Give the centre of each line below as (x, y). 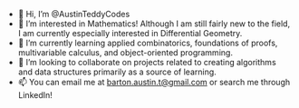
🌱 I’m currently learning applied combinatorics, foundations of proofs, (148, 43)
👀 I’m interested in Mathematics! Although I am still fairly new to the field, (154, 24)
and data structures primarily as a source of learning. (117, 72)
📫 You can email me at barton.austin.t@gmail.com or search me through (154, 82)
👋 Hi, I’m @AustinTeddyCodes (74, 14)
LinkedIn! (35, 95)
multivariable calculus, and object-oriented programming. (125, 53)
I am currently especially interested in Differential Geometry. (130, 33)
